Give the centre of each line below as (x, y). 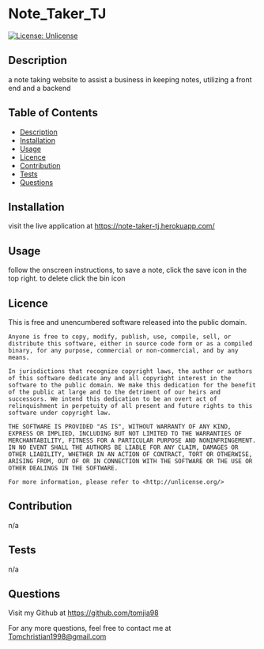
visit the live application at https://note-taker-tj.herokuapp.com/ (111, 226)
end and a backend (40, 88)
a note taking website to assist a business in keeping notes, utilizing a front (130, 79)
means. (19, 357)
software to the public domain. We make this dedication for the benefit (132, 385)
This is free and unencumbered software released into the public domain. (128, 322)
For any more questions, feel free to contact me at (90, 628)
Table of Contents (53, 113)
